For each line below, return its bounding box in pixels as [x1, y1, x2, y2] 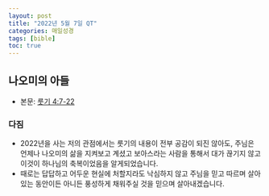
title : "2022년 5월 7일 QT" [8, 19, 98, 27]
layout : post [8, 11, 52, 20]
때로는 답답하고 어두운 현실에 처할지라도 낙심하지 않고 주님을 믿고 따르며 [19, 169, 246, 178]
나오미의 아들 [8, 73, 70, 87]
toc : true [8, 42, 42, 50]
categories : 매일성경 [8, 27, 74, 35]
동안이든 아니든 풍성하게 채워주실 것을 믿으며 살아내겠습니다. [35, 179, 225, 189]
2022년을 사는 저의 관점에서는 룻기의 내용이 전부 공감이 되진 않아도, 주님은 [19, 139, 255, 148]
